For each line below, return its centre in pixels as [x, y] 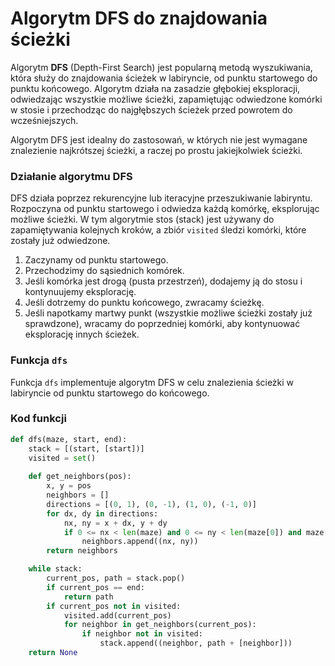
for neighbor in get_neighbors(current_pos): [160, 625]
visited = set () [62, 458]
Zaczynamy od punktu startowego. [96, 260]
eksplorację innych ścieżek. [82, 334]
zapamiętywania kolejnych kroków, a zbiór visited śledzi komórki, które [158, 230]
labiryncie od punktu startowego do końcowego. [110, 393]
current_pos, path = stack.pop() [116, 578]
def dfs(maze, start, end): [69, 439]
